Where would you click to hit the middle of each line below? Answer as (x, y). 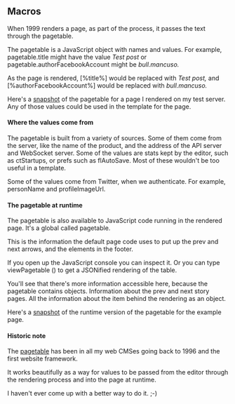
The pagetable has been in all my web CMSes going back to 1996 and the (114, 351)
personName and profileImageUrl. (56, 189)
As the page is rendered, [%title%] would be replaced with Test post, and (113, 78)
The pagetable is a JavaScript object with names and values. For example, (115, 49)
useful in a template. (37, 168)
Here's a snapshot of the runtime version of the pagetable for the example (115, 312)
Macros (24, 12)
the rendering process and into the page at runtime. (82, 380)
